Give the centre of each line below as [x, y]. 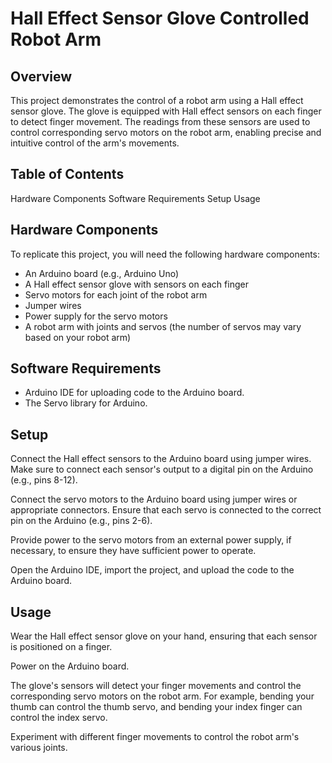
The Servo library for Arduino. [86, 403]
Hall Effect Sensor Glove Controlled [160, 18]
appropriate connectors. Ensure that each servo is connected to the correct [166, 510]
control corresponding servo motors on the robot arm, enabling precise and [166, 132]
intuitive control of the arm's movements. [95, 143]
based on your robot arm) [78, 337]
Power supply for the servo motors [96, 316]
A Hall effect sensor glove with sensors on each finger [136, 284]
